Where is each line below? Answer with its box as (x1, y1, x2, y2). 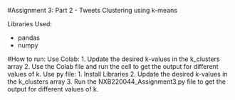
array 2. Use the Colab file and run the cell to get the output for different (7, 62, 219, 70)
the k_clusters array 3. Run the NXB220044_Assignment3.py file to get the (7, 77, 226, 86)
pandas (17, 33, 41, 42)
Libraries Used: (7, 20, 52, 28)
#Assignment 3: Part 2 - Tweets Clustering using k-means (7, 6, 178, 14)
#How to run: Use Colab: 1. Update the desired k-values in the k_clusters (7, 55, 220, 63)
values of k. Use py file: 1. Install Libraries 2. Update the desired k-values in (7, 70, 228, 78)
